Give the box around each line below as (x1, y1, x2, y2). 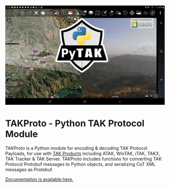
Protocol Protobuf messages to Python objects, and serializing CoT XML (5, 161, 156, 167)
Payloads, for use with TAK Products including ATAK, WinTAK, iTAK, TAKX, (5, 150, 160, 156)
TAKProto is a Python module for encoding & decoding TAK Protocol (5, 145, 148, 151)
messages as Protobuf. (5, 166, 53, 172)
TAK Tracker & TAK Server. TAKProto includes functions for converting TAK (5, 156, 162, 162)
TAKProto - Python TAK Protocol (5, 118, 145, 129)
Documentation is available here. (5, 176, 73, 182)
